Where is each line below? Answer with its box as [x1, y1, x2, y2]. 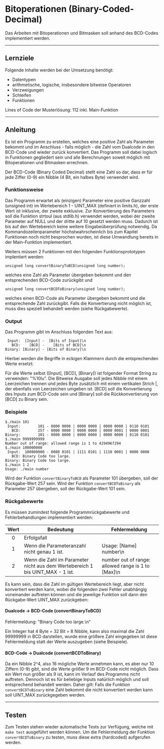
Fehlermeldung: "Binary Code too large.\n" [5, 619, 91, 625]
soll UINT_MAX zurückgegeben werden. [5, 692, 85, 698]
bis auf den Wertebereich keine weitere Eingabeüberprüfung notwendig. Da [5, 223, 157, 229]
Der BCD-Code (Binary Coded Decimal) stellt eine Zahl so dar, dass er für [5, 169, 153, 175]
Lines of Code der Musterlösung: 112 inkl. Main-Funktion [5, 107, 119, 113]
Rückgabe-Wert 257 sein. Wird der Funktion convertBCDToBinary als [5, 481, 141, 486]
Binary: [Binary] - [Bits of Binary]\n [5, 347, 86, 352]
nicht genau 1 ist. [24, 548, 64, 555]
